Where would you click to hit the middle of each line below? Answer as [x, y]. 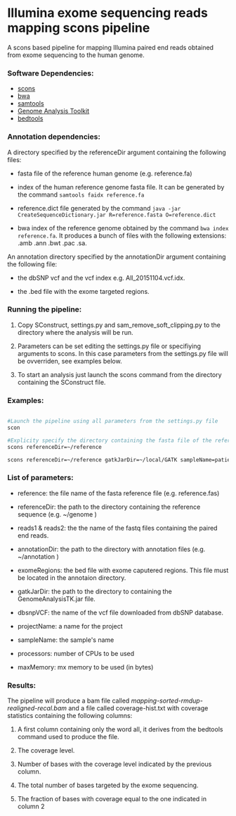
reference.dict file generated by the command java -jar [99, 208]
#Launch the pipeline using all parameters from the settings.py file [113, 421]
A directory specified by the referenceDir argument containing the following [117, 152]
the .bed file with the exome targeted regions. [83, 291]
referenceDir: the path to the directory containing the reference [109, 507]
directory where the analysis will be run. [75, 332]
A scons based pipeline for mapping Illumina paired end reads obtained [111, 47]
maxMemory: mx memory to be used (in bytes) [85, 667]
